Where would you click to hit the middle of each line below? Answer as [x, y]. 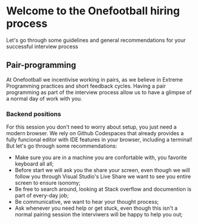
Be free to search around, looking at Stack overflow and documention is [103, 189]
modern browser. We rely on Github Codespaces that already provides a [95, 133]
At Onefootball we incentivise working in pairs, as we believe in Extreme [95, 79]
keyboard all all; [34, 164]
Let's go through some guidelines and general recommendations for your [96, 40]
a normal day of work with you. [44, 98]
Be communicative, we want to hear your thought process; [87, 202]
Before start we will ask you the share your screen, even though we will [102, 170]
